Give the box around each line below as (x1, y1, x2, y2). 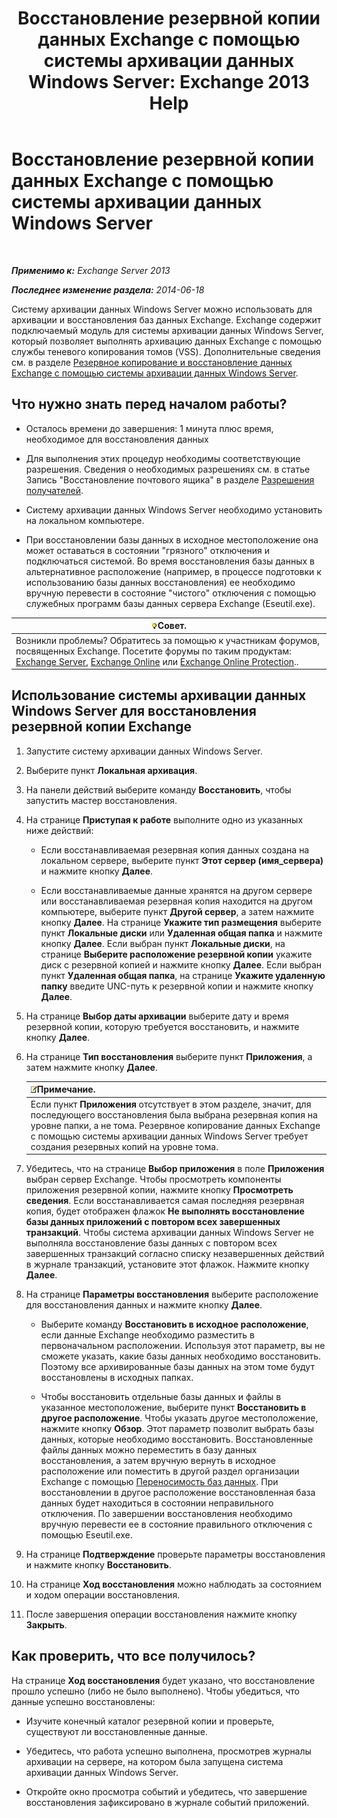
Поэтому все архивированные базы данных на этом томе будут (40, 1361, 315, 1373)
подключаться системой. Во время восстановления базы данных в (25, 555, 315, 567)
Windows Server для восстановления (11, 703, 257, 720)
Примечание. (36, 1083, 96, 1096)
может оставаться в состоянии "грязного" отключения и (25, 544, 270, 556)
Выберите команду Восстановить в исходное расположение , (40, 1318, 309, 1331)
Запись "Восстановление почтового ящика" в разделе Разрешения (25, 473, 315, 486)
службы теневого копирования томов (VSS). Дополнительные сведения (11, 345, 321, 357)
